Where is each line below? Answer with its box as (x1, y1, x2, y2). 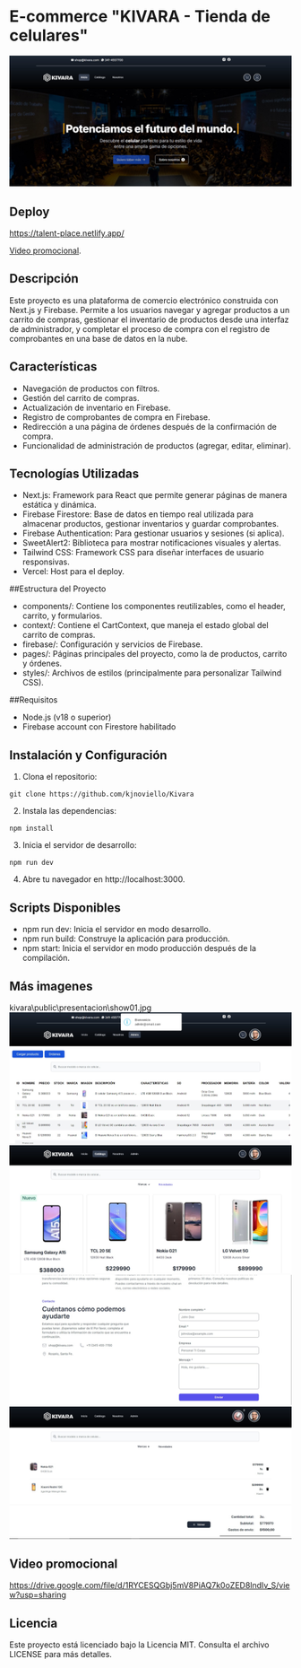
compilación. (21, 953, 70, 964)
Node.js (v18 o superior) (21, 712, 112, 723)
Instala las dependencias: (21, 806, 116, 817)
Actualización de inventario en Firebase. (21, 402, 171, 413)
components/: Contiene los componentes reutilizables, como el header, (21, 601, 287, 612)
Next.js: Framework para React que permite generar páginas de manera (21, 490, 288, 501)
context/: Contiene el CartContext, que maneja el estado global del (21, 620, 269, 631)
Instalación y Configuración (9, 747, 168, 763)
